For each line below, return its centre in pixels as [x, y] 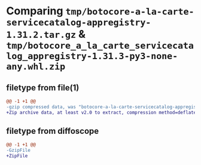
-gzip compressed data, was [41, 107]
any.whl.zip [36, 67]
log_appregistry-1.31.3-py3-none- [92, 56]
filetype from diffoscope [53, 131]
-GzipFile [19, 151]
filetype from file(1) [43, 88]
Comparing [35, 11]
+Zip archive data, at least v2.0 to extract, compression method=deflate [101, 112]
